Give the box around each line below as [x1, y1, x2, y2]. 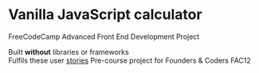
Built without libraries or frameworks [8, 47, 129, 56]
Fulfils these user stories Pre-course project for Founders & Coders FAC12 [8, 56, 251, 65]
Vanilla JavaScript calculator [8, 6, 202, 24]
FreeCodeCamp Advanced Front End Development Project [8, 32, 200, 41]
